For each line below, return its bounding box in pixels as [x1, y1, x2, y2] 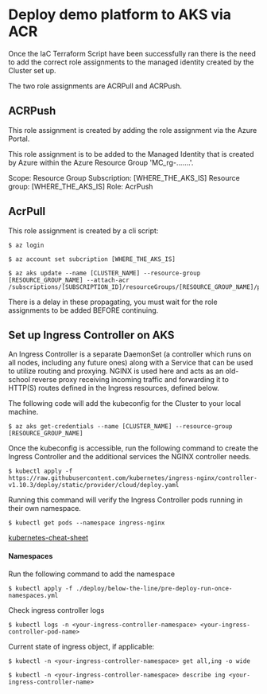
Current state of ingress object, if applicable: [8, 641, 155, 651]
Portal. [8, 134, 30, 143]
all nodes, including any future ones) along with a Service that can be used [8, 358, 253, 368]
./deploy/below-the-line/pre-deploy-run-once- [75, 584, 233, 592]
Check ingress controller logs [8, 605, 105, 614]
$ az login [8, 241, 44, 249]
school [8, 375, 30, 384]
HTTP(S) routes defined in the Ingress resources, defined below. [8, 384, 220, 393]
